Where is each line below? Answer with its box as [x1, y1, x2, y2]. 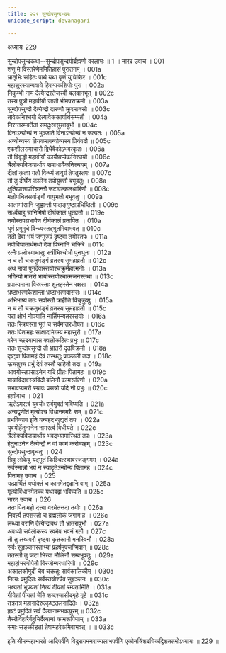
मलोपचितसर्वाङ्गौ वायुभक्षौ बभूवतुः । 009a [7, 192, 103, 200]
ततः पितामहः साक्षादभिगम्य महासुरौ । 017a [7, 327, 102, 336]
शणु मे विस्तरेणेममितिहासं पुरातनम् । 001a [7, 64, 101, 73]
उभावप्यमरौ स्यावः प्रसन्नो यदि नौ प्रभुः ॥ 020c [7, 383, 108, 392]
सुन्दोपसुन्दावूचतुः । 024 [7, 447, 62, 455]
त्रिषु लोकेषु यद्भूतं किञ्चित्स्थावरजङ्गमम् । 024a [7, 455, 119, 464]
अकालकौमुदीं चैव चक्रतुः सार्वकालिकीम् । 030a [7, 567, 114, 575]
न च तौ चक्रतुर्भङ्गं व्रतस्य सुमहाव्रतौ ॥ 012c [7, 256, 107, 264]
